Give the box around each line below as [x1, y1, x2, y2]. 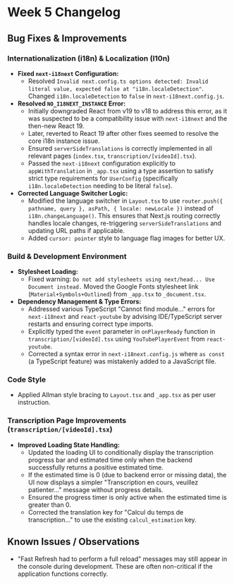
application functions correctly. [17, 570, 109, 578]
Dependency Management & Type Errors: [17, 297, 142, 306]
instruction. [17, 398, 51, 407]
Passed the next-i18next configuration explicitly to [27, 159, 176, 168]
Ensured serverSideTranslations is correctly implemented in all [27, 144, 213, 152]
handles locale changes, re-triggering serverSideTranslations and [27, 219, 222, 227]
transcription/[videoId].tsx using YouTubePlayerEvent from [27, 335, 206, 344]
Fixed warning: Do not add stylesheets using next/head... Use [27, 275, 215, 284]
